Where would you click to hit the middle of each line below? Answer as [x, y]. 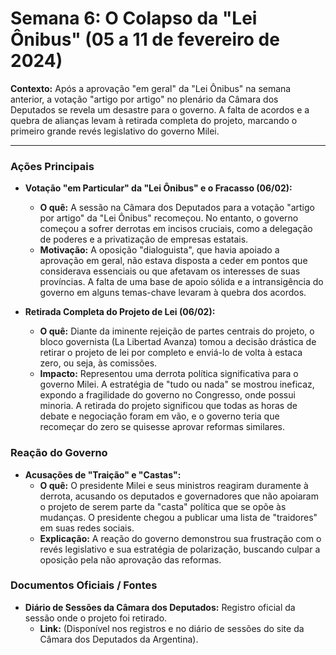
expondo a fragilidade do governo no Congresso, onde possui [167, 395]
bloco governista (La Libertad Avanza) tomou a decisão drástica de [178, 342]
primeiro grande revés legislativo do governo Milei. [115, 131]
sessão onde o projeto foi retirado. [96, 618]
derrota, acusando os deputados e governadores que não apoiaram [179, 496]
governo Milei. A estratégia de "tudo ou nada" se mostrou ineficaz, [177, 384]
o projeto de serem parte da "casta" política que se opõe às [163, 506]
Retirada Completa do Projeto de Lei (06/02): [120, 312]
